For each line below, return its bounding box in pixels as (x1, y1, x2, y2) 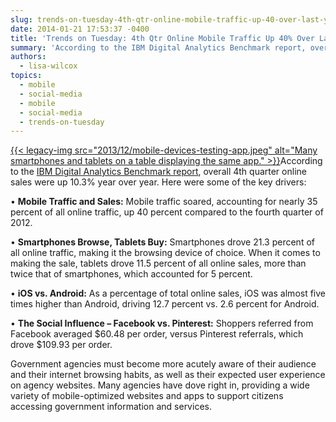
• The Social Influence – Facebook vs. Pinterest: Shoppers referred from (10, 317, 314, 330)
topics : (10, 71, 43, 81)
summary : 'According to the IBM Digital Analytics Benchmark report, (10, 42, 307, 53)
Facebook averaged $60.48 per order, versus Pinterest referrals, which (10, 328, 304, 340)
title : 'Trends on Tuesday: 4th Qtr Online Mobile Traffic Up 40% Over (10, 33, 315, 43)
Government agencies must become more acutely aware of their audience (10, 358, 317, 370)
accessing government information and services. (10, 401, 212, 413)
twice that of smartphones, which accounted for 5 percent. (10, 268, 253, 280)
